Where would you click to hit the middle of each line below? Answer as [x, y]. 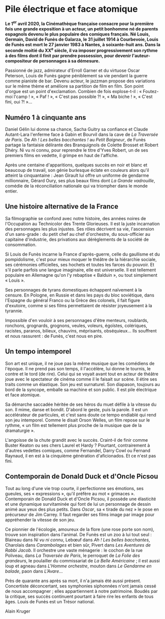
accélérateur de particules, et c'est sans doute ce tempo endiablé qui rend [81, 415]
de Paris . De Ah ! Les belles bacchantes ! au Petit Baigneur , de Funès [76, 140]
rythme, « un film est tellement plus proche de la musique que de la [73, 425]
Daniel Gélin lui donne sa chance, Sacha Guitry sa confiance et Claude [77, 130]
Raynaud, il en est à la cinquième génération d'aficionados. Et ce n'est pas [81, 456]
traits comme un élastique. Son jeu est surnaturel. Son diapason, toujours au [82, 384]
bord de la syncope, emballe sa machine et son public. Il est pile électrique [81, 390]
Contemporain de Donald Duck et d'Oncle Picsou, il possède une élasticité [81, 499]
